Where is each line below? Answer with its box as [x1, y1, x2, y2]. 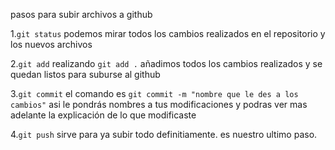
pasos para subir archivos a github [10, 9, 153, 20]
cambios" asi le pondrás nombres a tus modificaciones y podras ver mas [10, 99, 308, 110]
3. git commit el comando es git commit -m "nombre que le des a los [10, 88, 299, 99]
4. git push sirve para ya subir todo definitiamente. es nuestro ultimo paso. [10, 129, 318, 140]
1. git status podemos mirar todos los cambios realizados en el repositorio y [10, 28, 326, 39]
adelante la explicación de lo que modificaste [10, 109, 197, 121]
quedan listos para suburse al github [10, 69, 161, 80]
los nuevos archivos [10, 39, 93, 50]
